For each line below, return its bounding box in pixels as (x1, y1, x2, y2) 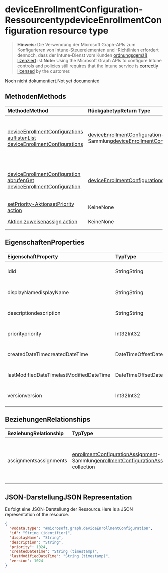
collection (72, 463, 95, 470)
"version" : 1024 (9, 558, 43, 564)
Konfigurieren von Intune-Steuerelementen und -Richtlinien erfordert (17, 47, 159, 53)
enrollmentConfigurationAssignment (72, 451, 157, 458)
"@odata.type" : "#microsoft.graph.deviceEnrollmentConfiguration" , (9, 526, 153, 531)
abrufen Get (7, 177, 34, 184)
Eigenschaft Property (7, 253, 58, 260)
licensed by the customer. (17, 68, 71, 74)
